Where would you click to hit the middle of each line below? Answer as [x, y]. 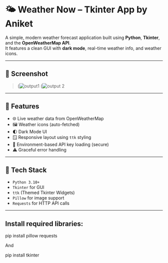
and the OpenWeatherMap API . [38, 42]
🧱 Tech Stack [26, 170]
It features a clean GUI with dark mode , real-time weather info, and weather [83, 48]
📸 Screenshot [27, 74]
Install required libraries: [44, 224]
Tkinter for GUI [28, 187]
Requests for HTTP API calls [41, 203]
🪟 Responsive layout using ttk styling [52, 137]
